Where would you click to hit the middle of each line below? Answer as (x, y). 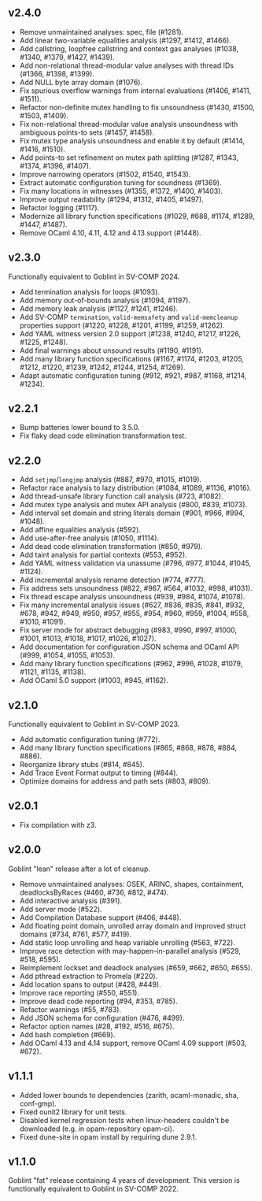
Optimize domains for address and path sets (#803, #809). (115, 781)
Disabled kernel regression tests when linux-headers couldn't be (124, 1120)
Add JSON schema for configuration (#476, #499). (102, 1018)
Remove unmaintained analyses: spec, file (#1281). (101, 32)
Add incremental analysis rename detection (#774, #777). (113, 580)
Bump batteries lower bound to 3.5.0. (79, 428)
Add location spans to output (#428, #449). (90, 984)
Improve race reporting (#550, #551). (79, 992)
